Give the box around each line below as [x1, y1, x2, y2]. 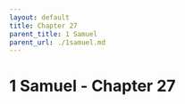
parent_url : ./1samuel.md [9, 37, 105, 47]
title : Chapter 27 [9, 21, 78, 30]
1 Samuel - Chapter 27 [9, 76, 176, 96]
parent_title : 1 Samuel [9, 29, 98, 38]
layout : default [9, 12, 70, 22]
